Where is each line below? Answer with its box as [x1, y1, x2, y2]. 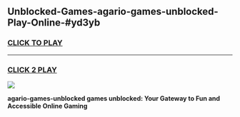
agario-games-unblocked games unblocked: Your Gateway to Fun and [7, 94, 220, 102]
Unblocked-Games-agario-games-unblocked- [7, 6, 219, 18]
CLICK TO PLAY [7, 38, 63, 48]
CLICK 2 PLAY [7, 65, 57, 74]
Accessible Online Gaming [7, 101, 88, 110]
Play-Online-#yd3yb [7, 17, 101, 29]
